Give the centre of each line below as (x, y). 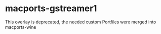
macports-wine (21, 27)
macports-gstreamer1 (51, 8)
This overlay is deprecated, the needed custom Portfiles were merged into (81, 22)
